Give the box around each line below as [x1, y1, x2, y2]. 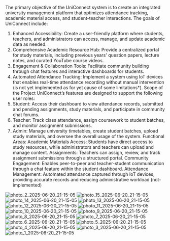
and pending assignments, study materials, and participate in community [12, 106, 165, 112]
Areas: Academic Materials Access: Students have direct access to [12, 139, 153, 145]
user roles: [12, 95, 36, 101]
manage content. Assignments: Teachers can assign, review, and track [12, 150, 161, 155]
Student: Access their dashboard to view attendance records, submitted [12, 101, 163, 106]
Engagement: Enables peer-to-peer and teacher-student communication [12, 160, 164, 166]
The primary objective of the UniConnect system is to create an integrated [5, 5, 161, 10]
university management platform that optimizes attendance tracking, [5, 10, 149, 16]
